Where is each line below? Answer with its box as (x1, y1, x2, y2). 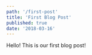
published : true (6, 20, 47, 26)
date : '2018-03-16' (6, 25, 56, 32)
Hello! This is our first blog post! (6, 42, 86, 49)
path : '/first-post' (6, 8, 59, 15)
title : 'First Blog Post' (6, 14, 71, 20)
